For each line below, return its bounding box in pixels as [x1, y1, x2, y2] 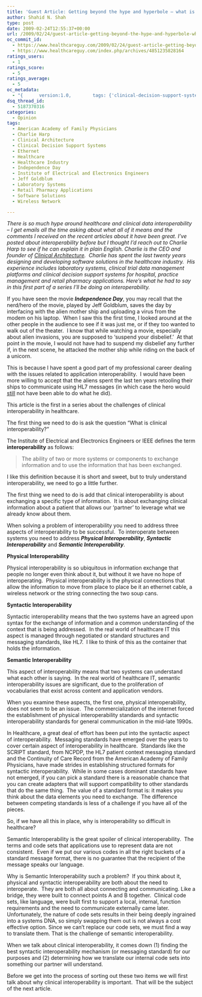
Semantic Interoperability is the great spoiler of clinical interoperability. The [7, 836, 194, 843]
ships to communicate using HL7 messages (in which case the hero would [7, 383, 191, 390]
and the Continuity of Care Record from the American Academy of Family [7, 755, 188, 762]
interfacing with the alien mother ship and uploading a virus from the [7, 308, 176, 315]
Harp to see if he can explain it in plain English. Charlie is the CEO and [7, 245, 181, 252]
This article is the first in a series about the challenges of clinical [7, 401, 165, 408]
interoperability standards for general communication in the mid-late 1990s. [7, 718, 194, 725]
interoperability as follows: [7, 444, 74, 451]
